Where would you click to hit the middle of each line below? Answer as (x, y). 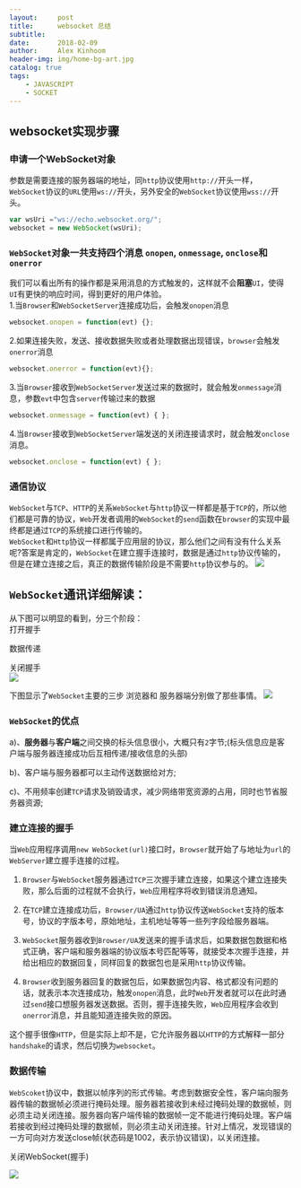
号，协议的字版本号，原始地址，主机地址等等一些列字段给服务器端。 (148, 922)
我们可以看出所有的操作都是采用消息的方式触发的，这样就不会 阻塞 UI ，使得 (147, 283)
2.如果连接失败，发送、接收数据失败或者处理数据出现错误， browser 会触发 (145, 341)
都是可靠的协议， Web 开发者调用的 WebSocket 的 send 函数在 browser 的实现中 (149, 519)
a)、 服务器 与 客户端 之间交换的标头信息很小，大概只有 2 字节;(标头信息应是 (143, 742)
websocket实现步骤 (64, 131)
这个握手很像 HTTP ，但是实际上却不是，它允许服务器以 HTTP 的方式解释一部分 (147, 1035)
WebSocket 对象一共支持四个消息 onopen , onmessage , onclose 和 (139, 252)
